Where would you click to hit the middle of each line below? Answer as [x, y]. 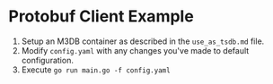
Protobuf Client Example [101, 17]
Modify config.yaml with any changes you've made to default [135, 50]
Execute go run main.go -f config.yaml [96, 70]
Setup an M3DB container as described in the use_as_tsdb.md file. [143, 41]
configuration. [47, 60]
